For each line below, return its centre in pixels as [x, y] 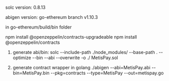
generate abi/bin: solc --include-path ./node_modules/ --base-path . [85, 52]
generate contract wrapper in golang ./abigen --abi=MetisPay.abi [81, 67]
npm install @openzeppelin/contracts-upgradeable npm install [71, 37]
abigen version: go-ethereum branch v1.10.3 [52, 17]
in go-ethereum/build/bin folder [38, 27]
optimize [22, 58]
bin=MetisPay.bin [31, 73]
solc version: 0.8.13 [26, 7]
